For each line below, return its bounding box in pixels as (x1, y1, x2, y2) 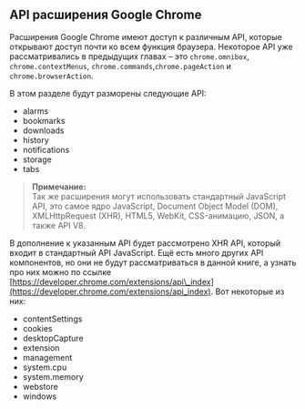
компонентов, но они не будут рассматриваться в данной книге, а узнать (9, 257, 297, 268)
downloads (22, 125, 65, 136)
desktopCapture (22, 332, 84, 343)
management (22, 352, 73, 363)
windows (22, 391, 57, 402)
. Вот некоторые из (210, 286, 285, 297)
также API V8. (31, 220, 86, 230)
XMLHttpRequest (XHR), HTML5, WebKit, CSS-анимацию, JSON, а (31, 210, 285, 221)
